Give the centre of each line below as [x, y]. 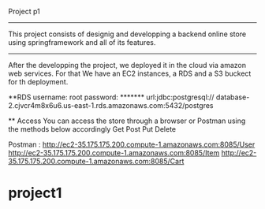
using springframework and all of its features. [82, 42]
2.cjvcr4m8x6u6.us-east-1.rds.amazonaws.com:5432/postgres [111, 105]
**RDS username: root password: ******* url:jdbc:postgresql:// [111, 97]
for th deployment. [38, 82]
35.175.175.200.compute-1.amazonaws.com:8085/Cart [96, 161]
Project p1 [24, 11]
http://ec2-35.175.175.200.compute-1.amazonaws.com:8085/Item [114, 153]
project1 [35, 193]
